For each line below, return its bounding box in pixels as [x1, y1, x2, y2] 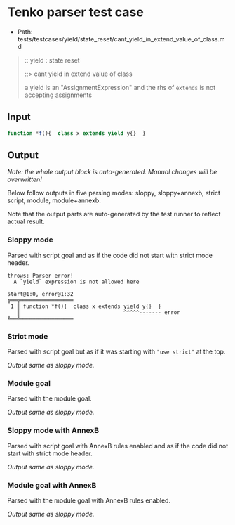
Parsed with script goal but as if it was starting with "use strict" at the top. [7, 347, 226, 356]
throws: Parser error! [7, 272, 74, 279]
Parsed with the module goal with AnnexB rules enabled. [7, 496, 170, 505]
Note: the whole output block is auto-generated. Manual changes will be [7, 168, 217, 176]
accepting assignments [24, 91, 93, 99]
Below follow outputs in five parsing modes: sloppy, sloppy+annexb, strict [7, 189, 221, 197]
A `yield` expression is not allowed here [13, 278, 140, 285]
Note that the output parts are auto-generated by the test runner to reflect [7, 210, 221, 219]
